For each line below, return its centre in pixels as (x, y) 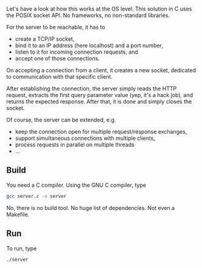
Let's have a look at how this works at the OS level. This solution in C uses (99, 9)
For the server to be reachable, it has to (56, 27)
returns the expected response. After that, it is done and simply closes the (99, 101)
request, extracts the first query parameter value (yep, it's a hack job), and (100, 95)
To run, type (22, 248)
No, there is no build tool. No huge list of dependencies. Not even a (91, 208)
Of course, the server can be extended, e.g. (61, 120)
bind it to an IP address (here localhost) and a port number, (89, 45)
